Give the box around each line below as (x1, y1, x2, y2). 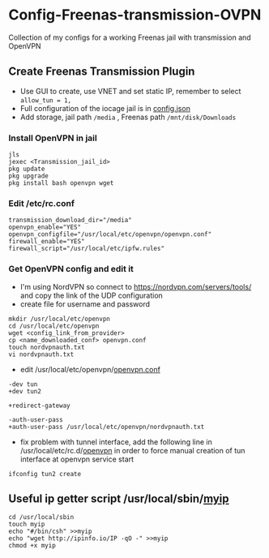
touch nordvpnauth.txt (8, 343, 85, 351)
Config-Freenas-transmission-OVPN (8, 6, 262, 24)
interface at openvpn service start (19, 454, 134, 464)
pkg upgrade (8, 172, 49, 180)
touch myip (8, 521, 45, 529)
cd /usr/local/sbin (8, 513, 75, 522)
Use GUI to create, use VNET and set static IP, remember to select (19, 86, 241, 96)
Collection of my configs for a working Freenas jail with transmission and (8, 32, 251, 42)
